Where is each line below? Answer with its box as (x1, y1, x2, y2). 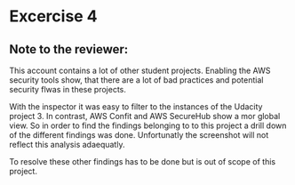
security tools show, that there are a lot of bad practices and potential (9, 75, 264, 85)
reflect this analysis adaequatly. (9, 140, 125, 149)
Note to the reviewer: (9, 42, 129, 57)
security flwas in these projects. (9, 84, 127, 94)
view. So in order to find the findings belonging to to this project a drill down (9, 120, 287, 131)
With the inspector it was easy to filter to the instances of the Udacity (9, 101, 263, 112)
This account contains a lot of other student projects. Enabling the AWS (9, 65, 271, 76)
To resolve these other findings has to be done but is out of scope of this (9, 157, 276, 166)
